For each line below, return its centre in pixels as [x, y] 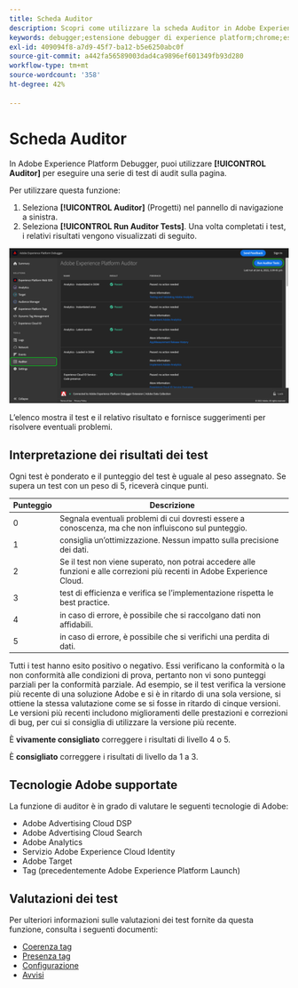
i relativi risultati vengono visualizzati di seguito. [110, 235]
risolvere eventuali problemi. [61, 427]
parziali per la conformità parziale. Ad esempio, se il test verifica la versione [148, 685]
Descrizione [172, 506]
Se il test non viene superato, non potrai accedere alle [157, 562]
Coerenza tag [47, 947]
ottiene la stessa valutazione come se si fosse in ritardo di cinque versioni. [145, 704]
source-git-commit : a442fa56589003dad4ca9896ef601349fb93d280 [126, 56]
